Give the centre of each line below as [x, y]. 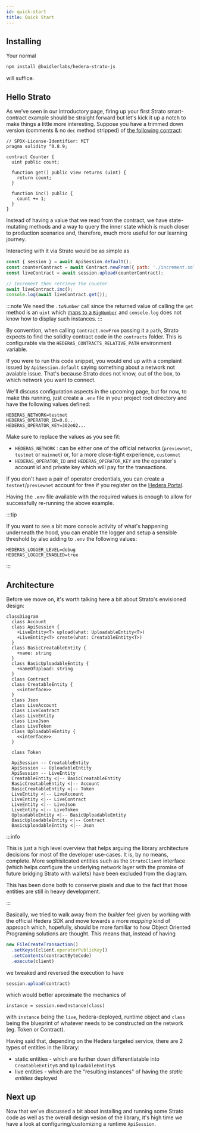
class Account [29, 622]
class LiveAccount [35, 706]
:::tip [12, 515]
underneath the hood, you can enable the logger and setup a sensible [92, 532]
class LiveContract [36, 711]
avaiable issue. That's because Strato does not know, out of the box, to [93, 374]
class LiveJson [30, 721]
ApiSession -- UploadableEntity [52, 768]
